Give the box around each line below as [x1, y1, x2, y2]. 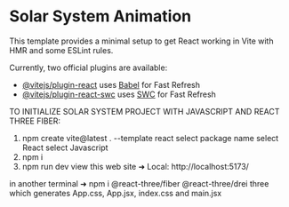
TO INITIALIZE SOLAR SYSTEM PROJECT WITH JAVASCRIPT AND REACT [9, 106, 280, 116]
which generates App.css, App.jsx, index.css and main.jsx [9, 187, 222, 198]
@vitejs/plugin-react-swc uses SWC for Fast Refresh [21, 89, 216, 100]
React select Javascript [21, 142, 108, 153]
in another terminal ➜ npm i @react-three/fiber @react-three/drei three [9, 178, 269, 188]
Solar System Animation [9, 6, 192, 27]
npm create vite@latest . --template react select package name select [21, 132, 279, 143]
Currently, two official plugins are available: [9, 62, 168, 73]
